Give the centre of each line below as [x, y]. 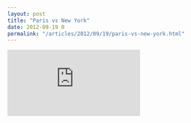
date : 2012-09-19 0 [36, 27]
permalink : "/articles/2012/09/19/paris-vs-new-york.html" [96, 34]
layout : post [27, 14]
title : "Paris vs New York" [49, 20]
